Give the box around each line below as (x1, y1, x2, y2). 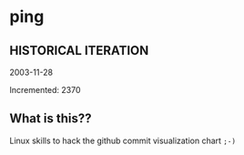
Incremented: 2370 (9, 85, 81, 95)
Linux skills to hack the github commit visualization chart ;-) (9, 135, 237, 146)
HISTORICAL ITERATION (9, 43, 149, 58)
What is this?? (9, 111, 92, 127)
